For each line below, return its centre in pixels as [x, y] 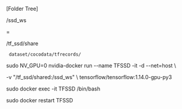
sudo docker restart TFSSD [40, 100]
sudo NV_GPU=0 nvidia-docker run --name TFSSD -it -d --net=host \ [91, 66]
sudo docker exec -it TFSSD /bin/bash [53, 89]
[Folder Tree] [22, 9]
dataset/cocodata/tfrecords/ [45, 54]
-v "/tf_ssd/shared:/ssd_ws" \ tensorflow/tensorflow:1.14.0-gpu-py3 [89, 77]
